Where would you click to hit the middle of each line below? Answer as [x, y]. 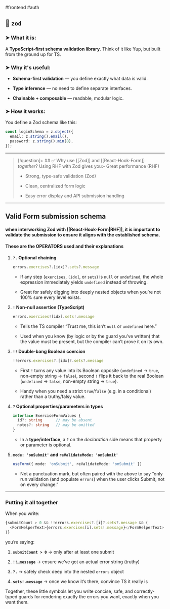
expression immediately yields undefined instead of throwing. [84, 282]
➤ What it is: [21, 38]
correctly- [144, 591]
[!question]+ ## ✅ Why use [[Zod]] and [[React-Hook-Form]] [81, 160]
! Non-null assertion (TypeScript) [49, 307]
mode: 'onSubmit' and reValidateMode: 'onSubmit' [65, 455]
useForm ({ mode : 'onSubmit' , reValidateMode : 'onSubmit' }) [77, 464]
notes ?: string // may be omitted [56, 425]
